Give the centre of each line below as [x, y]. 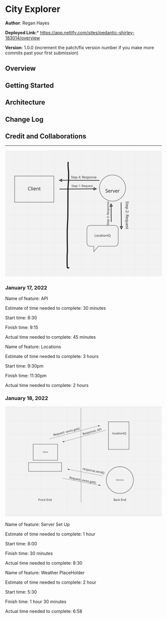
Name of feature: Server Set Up [38, 524]
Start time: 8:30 [21, 318]
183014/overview [23, 38]
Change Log [24, 119]
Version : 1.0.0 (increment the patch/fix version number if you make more [80, 47]
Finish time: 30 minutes [29, 553]
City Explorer [33, 9]
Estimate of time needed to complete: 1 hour [50, 534]
